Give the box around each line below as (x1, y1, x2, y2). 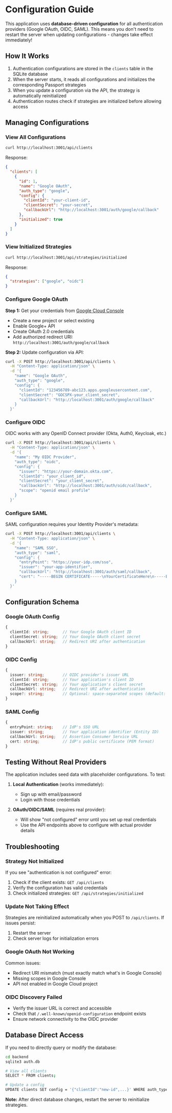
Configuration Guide (5, 4, 94, 15)
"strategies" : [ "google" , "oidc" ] (10, 279, 83, 284)
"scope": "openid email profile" (18, 488, 91, 493)
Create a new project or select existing (12, 317, 95, 323)
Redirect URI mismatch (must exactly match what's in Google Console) (12, 970, 162, 976)
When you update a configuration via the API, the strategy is (12, 87, 140, 93)
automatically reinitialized (12, 92, 67, 98)
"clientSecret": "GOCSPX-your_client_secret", (18, 392, 120, 398)
